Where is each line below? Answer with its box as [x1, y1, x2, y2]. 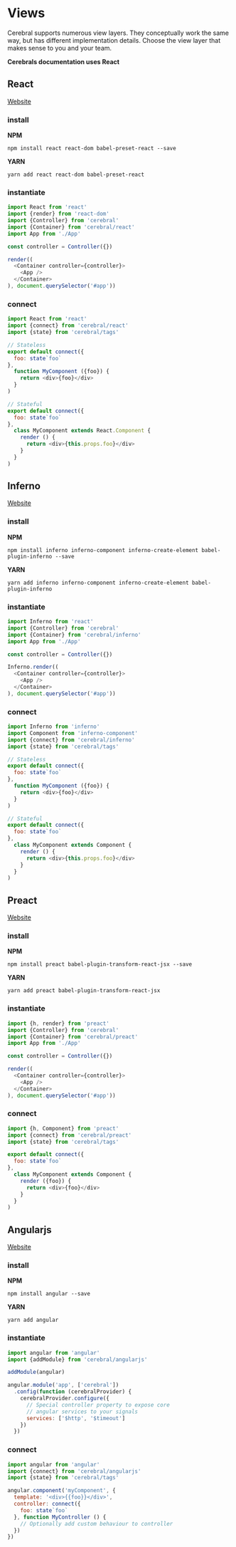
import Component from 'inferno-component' [7, 729, 139, 736]
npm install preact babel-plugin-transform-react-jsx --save [7, 961, 193, 968]
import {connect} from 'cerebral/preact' [7, 1131, 132, 1139]
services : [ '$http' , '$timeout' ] [26, 1415, 126, 1422]
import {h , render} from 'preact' [7, 1020, 110, 1027]
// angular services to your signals [26, 1408, 139, 1415]
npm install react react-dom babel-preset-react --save [7, 145, 176, 152]
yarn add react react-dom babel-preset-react [7, 171, 144, 179]
